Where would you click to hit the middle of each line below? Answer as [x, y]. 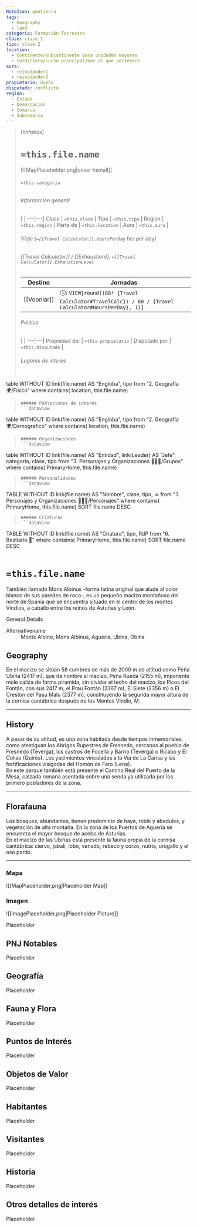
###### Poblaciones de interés [59, 403]
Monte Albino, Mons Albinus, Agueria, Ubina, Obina [83, 637]
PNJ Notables [32, 943]
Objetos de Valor [37, 1074]
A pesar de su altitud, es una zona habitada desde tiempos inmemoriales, [95, 739]
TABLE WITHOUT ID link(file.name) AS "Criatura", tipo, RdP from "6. [88, 534]
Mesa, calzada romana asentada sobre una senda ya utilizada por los [90, 776]
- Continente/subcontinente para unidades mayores [74, 55]
